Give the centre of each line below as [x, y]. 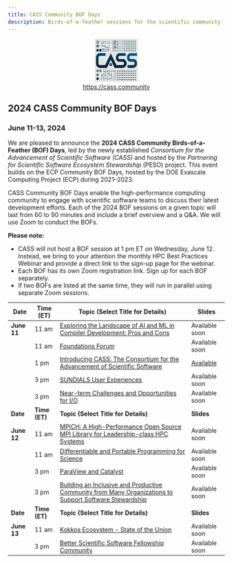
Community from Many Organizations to [116, 492]
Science [71, 458]
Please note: [26, 236]
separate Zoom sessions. [54, 293]
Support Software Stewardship [103, 500]
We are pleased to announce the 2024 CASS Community [89, 143]
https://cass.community [116, 87]
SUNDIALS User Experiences [101, 380]
